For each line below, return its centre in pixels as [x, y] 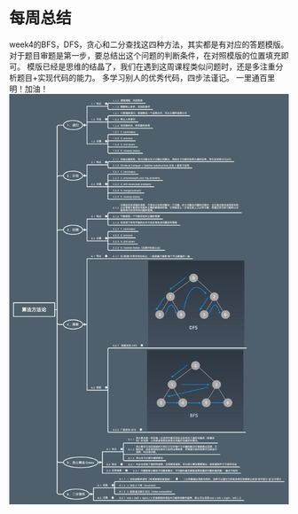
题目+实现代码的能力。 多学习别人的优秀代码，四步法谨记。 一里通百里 [146, 77]
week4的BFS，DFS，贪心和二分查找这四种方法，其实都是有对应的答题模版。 [149, 44]
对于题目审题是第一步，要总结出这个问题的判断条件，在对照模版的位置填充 [145, 55]
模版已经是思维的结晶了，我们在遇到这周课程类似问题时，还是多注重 [151, 66]
